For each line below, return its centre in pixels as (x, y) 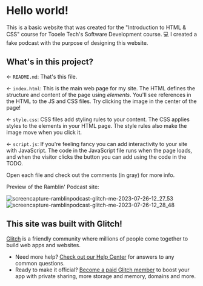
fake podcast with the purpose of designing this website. (77, 42)
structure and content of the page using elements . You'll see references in (99, 95)
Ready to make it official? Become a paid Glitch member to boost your (102, 270)
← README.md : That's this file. (42, 76)
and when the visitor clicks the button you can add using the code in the (96, 157)
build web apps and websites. (43, 245)
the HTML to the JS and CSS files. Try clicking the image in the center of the (101, 101)
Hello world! (37, 11)
